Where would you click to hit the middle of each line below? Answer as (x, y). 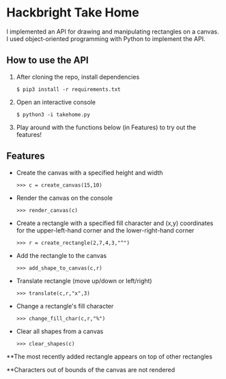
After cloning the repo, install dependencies (78, 77)
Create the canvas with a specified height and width (89, 172)
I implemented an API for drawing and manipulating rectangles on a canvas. (113, 31)
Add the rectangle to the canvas (61, 255)
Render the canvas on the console (65, 198)
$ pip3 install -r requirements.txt (68, 89)
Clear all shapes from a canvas (60, 331)
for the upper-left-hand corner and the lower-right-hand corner (105, 230)
